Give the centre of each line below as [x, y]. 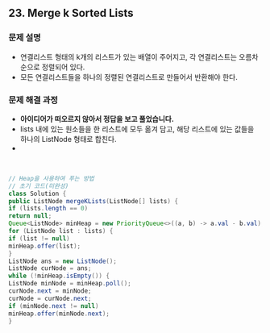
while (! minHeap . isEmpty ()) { [59, 276]
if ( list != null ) [39, 238]
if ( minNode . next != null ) [54, 306]
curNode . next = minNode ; [50, 291]
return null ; [30, 216]
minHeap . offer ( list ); [45, 246]
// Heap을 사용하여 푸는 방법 [52, 178]
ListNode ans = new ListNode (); [62, 261]
